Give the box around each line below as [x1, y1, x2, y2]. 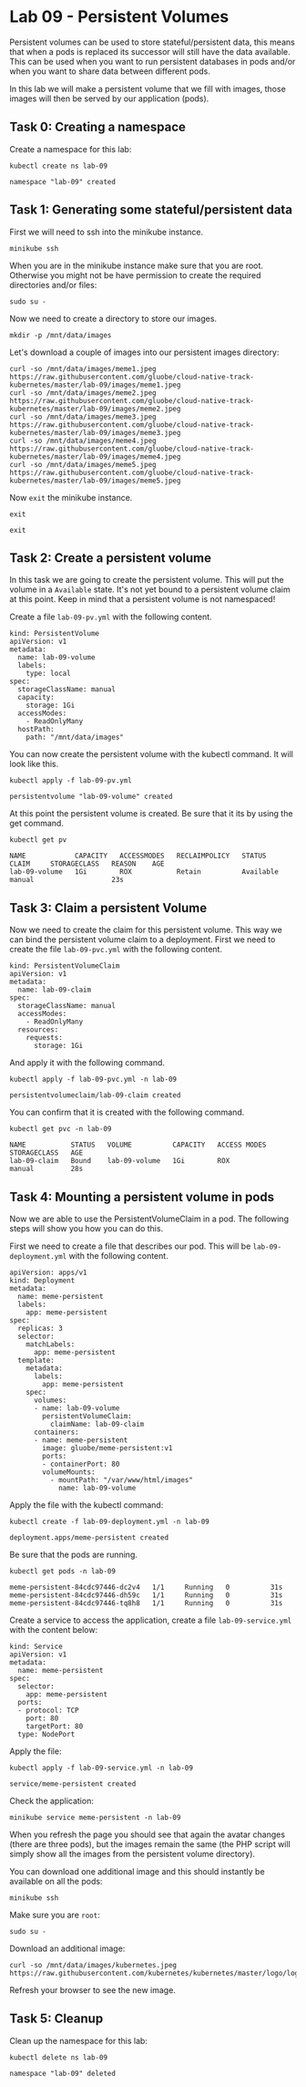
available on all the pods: [9, 1876, 103, 1886]
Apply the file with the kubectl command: [9, 1500, 164, 1511]
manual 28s [9, 1165, 84, 1174]
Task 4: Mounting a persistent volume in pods [9, 1189, 275, 1205]
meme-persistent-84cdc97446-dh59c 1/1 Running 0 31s [9, 1591, 283, 1600]
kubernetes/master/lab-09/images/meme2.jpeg [9, 404, 181, 413]
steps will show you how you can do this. [9, 1223, 164, 1233]
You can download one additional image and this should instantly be [9, 1866, 266, 1876]
